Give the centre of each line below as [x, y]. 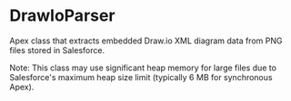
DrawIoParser [62, 16]
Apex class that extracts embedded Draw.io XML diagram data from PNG [146, 41]
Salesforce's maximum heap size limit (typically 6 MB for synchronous [141, 77]
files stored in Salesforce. [57, 50]
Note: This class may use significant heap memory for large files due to [143, 68]
